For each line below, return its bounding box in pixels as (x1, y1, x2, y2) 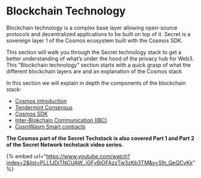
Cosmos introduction (14, 97, 67, 105)
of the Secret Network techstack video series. (6, 141, 124, 148)
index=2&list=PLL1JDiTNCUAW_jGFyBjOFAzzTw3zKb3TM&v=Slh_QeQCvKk (6, 159, 193, 166)
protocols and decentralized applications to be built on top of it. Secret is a (6, 30, 191, 37)
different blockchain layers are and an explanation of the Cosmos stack (6, 67, 182, 75)
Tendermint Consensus (14, 103, 73, 111)
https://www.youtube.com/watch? (46, 152, 130, 160)
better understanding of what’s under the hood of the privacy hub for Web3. (6, 55, 194, 62)
